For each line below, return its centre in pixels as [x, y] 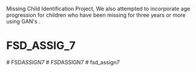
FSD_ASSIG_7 [41, 46]
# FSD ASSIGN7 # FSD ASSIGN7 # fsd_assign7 [63, 62]
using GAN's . [23, 21]
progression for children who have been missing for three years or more [96, 15]
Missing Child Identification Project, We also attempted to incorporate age [98, 9]
